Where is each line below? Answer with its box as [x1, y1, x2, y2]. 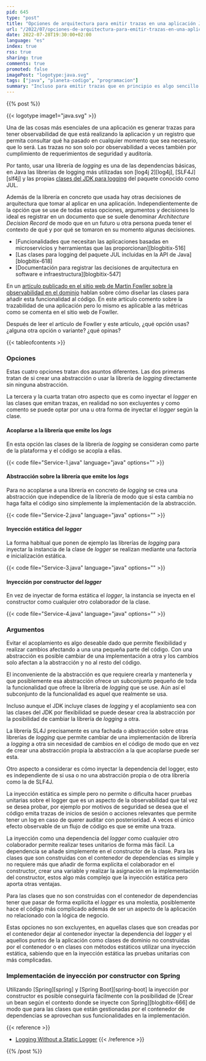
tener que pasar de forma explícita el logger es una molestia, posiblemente [6, 899, 196, 906]
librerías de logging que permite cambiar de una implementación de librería [6, 734, 196, 741]
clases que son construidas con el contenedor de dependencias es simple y [6, 854, 199, 861]
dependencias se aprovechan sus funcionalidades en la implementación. [6, 1011, 191, 1019]
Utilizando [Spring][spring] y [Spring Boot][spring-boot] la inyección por [6, 985, 189, 993]
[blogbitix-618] [15, 257, 53, 265]
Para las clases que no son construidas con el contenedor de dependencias [6, 892, 198, 900]
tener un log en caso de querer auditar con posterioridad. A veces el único [6, 816, 195, 823]
